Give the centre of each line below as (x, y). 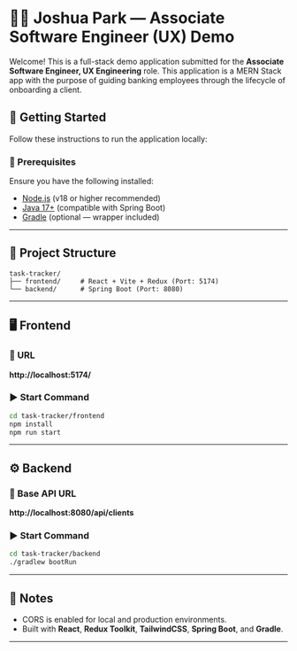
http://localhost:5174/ (50, 375)
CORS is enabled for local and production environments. (124, 620)
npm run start (35, 432)
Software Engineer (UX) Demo (122, 37)
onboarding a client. (46, 89)
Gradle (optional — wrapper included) (91, 217)
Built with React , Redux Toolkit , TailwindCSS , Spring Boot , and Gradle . (152, 629)
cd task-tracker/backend (55, 554)
